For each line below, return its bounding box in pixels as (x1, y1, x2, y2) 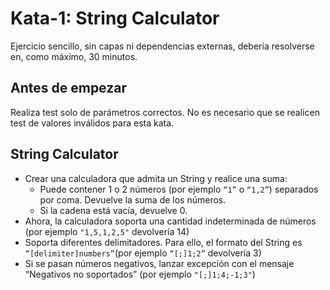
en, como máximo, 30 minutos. (10, 50, 138, 62)
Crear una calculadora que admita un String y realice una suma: (24, 172, 288, 184)
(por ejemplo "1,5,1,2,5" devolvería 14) (24, 225, 190, 237)
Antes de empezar (10, 80, 127, 97)
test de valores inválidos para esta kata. (10, 117, 175, 129)
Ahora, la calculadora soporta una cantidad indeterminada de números (24, 215, 317, 227)
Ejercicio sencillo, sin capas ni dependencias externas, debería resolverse (10, 40, 315, 52)
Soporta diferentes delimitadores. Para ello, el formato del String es (24, 236, 303, 248)
